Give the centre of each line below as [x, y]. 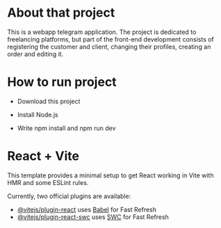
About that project [61, 13]
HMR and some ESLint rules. [48, 182]
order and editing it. [35, 54]
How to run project [62, 82]
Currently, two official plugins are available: [69, 196]
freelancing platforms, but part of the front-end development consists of [110, 39]
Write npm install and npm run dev [66, 128]
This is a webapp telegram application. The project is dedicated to [102, 32]
